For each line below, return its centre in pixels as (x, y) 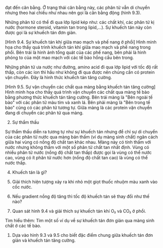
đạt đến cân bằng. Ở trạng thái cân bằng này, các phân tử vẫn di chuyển (77, 8)
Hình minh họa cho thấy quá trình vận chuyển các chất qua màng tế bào (77, 92)
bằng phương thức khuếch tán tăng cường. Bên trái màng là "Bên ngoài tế (79, 97)
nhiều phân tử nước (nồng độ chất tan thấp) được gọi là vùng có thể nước (78, 152)
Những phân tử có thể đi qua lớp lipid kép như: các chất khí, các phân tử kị (80, 22)
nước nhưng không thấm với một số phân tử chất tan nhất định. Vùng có (77, 147)
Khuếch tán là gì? (29, 172)
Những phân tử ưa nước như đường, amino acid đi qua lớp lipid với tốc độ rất (81, 67)
